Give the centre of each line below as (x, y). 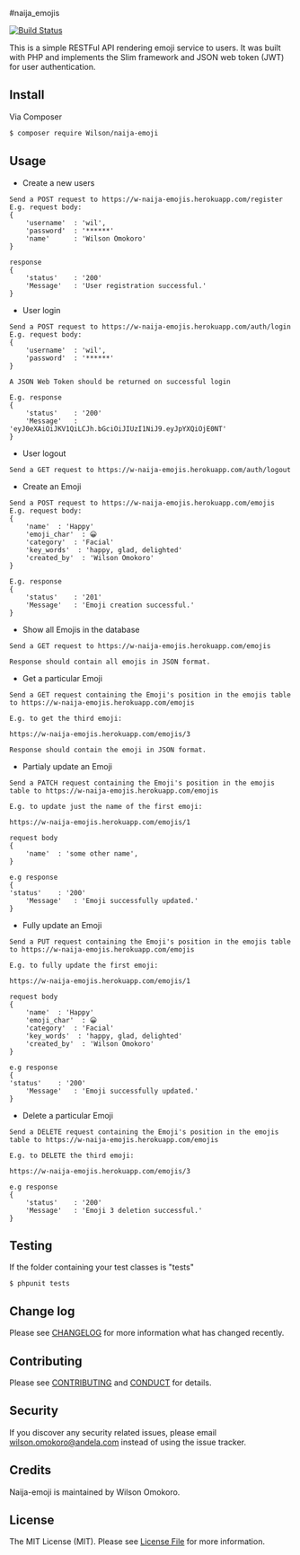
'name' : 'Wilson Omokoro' (86, 238)
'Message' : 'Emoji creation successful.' (110, 605)
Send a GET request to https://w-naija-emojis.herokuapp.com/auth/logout (150, 470)
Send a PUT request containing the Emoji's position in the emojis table (150, 942)
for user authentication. (53, 67)
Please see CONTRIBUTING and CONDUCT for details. (110, 1383)
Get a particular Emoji (62, 678)
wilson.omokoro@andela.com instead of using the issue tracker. (128, 1442)
